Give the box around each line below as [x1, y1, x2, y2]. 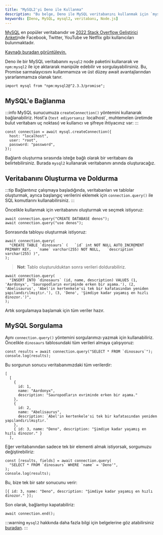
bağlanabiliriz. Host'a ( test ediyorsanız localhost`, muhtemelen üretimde [5, 115, 153, 121]
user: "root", [9, 138, 38, 143]
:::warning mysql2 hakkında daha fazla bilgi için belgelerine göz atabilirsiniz [5, 519, 154, 525]
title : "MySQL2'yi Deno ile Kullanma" [5, 7, 83, 12]
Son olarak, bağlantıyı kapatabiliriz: [5, 501, 75, 507]
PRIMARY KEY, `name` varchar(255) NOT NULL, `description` [5, 247, 136, 252]
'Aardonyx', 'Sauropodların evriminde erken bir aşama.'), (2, [5, 282, 136, 287]
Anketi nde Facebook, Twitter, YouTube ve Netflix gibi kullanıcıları [5, 35, 134, 40]
